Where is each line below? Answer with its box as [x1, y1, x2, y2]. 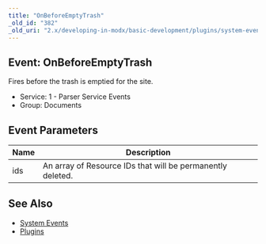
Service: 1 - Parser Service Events [19, 92, 131, 101]
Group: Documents [19, 101, 82, 110]
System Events [19, 218, 69, 227]
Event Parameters [8, 124, 99, 137]
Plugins [19, 227, 45, 236]
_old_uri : [8, 26, 41, 34]
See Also [8, 197, 53, 211]
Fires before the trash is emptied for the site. [8, 77, 154, 86]
